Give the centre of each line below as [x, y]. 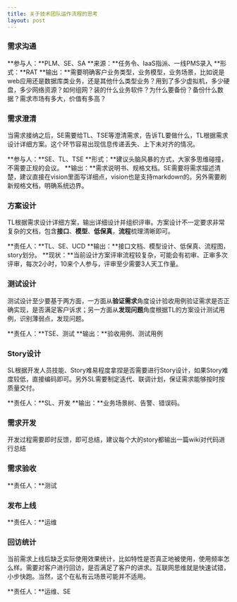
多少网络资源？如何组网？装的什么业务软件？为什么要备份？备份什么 [118, 90]
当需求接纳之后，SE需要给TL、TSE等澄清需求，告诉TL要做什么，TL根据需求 [118, 136]
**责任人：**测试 [32, 485]
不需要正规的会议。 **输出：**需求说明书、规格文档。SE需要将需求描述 [111, 168]
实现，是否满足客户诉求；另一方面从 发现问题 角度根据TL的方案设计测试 [116, 309]
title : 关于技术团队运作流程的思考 [53, 14]
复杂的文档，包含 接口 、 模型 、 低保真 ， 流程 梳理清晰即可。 [91, 231]
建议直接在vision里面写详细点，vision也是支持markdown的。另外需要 [120, 177]
